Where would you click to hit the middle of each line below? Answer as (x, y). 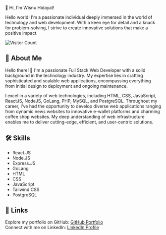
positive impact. (22, 33)
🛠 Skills (18, 138)
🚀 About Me (24, 58)
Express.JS (24, 163)
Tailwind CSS (26, 189)
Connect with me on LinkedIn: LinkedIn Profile (52, 228)
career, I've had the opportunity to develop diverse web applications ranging (83, 106)
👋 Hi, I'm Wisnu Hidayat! (30, 8)
